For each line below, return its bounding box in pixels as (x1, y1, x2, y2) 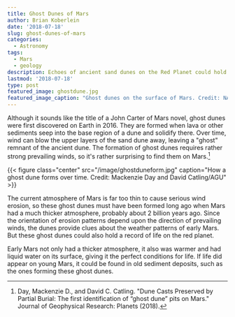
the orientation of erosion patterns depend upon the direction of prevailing (7, 216, 222, 224)
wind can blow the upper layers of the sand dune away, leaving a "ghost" (7, 136, 218, 144)
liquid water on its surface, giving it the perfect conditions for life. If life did (7, 252, 222, 260)
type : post (7, 82, 39, 89)
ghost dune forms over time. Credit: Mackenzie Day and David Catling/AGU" (7, 172, 227, 182)
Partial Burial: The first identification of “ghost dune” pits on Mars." (17, 294, 210, 302)
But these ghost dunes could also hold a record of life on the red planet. (7, 231, 215, 239)
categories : (7, 36, 42, 43)
